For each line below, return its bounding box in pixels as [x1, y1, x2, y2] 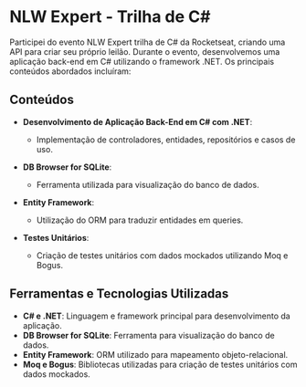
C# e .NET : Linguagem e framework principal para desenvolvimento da [22, 310, 290, 321]
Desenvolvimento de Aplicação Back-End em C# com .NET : [22, 116, 253, 127]
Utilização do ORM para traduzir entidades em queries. [36, 214, 244, 225]
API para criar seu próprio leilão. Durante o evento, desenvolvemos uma [9, 46, 280, 57]
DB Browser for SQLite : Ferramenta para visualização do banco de [22, 329, 276, 340]
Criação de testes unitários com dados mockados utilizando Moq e [36, 249, 289, 261]
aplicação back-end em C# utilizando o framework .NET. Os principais [9, 56, 275, 67]
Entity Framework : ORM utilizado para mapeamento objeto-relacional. [22, 349, 289, 360]
